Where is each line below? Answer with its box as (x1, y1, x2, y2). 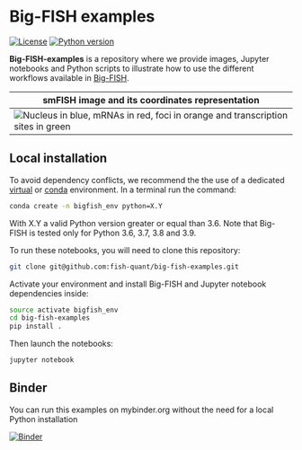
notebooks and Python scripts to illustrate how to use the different (9, 63, 254, 74)
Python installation (9, 413, 78, 424)
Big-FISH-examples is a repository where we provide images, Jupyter (9, 53, 270, 64)
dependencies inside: (9, 287, 89, 298)
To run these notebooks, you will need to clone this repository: (9, 244, 241, 255)
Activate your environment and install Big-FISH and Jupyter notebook (9, 278, 267, 289)
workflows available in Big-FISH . (9, 72, 129, 83)
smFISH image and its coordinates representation (42, 93, 260, 106)
